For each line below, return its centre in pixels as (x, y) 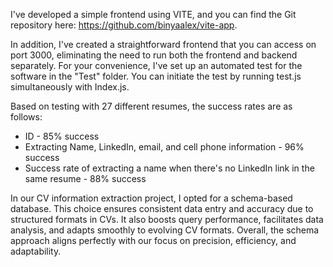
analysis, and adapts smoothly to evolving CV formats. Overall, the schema (165, 230)
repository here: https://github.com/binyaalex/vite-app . (124, 25)
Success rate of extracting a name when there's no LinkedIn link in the (169, 168)
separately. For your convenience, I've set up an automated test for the (156, 65)
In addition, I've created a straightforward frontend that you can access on (163, 44)
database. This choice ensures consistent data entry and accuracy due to (162, 208)
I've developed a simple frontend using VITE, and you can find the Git (153, 14)
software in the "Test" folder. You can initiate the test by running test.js (156, 76)
